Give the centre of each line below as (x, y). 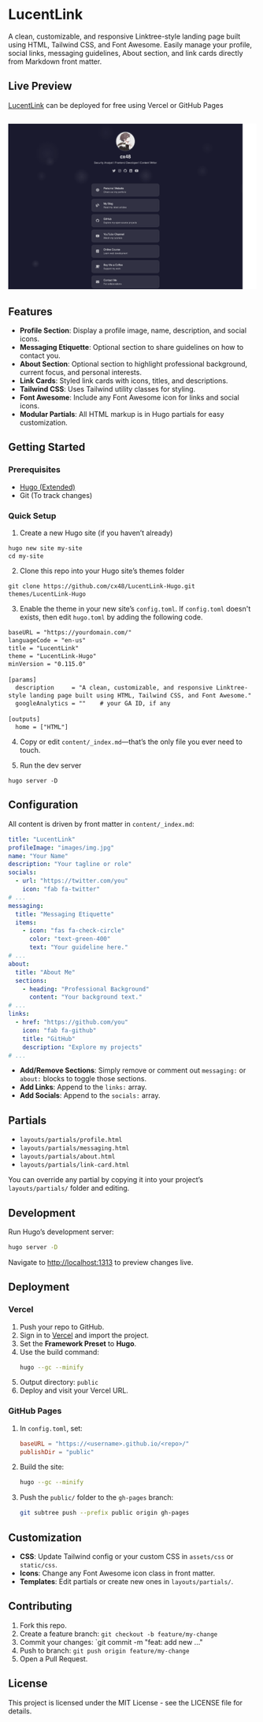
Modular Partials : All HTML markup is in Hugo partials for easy (122, 414)
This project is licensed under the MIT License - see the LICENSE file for (125, 1702)
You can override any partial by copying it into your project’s (106, 1180)
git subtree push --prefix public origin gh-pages (104, 1513)
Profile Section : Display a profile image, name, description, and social (133, 330)
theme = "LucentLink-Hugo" (52, 656)
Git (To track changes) (56, 495)
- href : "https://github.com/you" (72, 1022)
